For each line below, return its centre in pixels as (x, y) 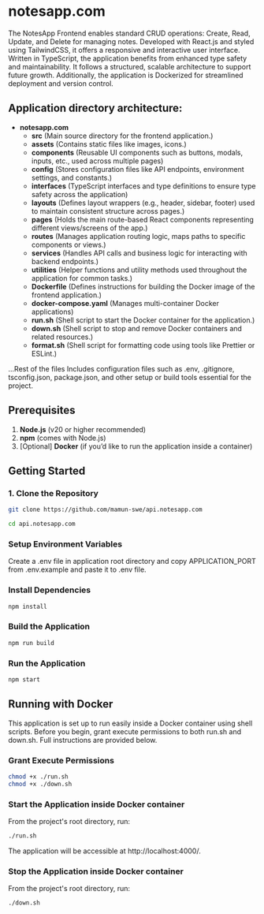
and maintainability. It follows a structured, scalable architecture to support (130, 66)
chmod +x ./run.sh (38, 776)
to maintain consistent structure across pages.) (108, 211)
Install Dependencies (50, 590)
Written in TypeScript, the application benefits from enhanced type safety (128, 58)
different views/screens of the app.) (89, 228)
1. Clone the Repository (53, 493)
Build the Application (49, 627)
